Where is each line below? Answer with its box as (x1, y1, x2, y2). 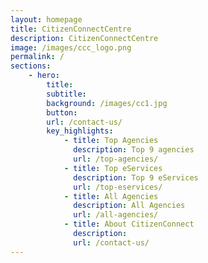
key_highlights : (46, 126, 114, 136)
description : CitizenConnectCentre (10, 33, 159, 43)
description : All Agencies (73, 201, 186, 211)
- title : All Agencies (63, 191, 159, 201)
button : (46, 107, 78, 118)
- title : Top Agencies (63, 136, 159, 146)
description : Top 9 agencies (73, 145, 195, 155)
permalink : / (10, 52, 65, 62)
